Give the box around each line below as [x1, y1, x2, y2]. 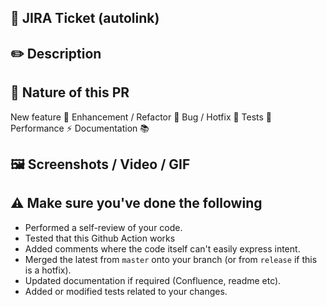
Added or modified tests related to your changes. [24, 285, 228, 297]
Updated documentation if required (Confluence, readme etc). [24, 274, 282, 286]
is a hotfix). [24, 264, 72, 276]
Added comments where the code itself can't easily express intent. [24, 242, 301, 255]
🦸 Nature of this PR [10, 84, 130, 101]
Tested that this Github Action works [24, 232, 176, 244]
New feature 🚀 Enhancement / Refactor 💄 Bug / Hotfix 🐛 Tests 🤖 [10, 111, 273, 123]
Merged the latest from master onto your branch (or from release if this [24, 253, 318, 265]
